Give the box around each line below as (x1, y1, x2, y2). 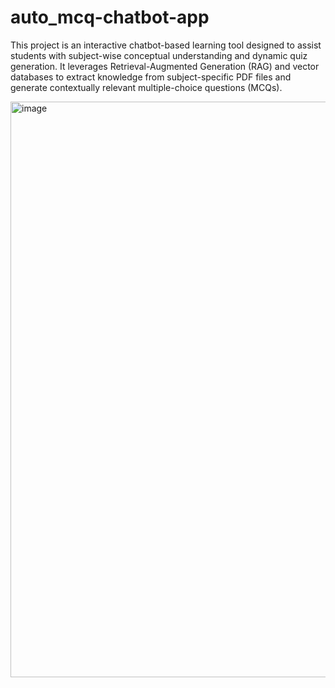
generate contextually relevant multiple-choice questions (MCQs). (10, 81, 283, 93)
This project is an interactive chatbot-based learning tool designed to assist (10, 39, 322, 51)
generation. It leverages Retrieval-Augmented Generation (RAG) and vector (10, 60, 320, 72)
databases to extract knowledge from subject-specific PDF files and (10, 71, 292, 83)
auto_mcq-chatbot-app (10, 6, 210, 29)
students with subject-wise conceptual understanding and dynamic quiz (10, 49, 308, 61)
